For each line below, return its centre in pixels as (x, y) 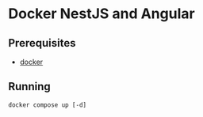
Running (30, 87)
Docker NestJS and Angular (102, 14)
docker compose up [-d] (48, 105)
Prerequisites (42, 43)
